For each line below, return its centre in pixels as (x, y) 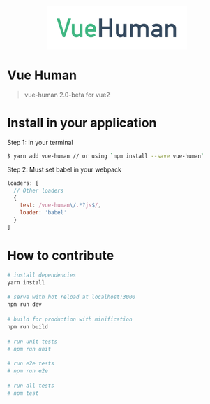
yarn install (26, 282)
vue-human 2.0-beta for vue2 (67, 95)
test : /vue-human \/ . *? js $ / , (60, 205)
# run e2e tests (31, 364)
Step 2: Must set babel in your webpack (65, 169)
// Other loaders (39, 190)
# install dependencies (42, 275)
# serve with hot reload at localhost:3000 (72, 297)
